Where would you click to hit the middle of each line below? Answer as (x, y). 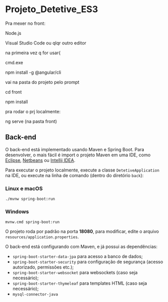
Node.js (13, 33)
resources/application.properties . (42, 237)
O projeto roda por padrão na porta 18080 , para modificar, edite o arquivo (82, 232)
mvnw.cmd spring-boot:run (32, 222)
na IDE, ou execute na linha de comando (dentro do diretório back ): (74, 175)
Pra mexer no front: (25, 23)
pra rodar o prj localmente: (33, 111)
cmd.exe (14, 62)
